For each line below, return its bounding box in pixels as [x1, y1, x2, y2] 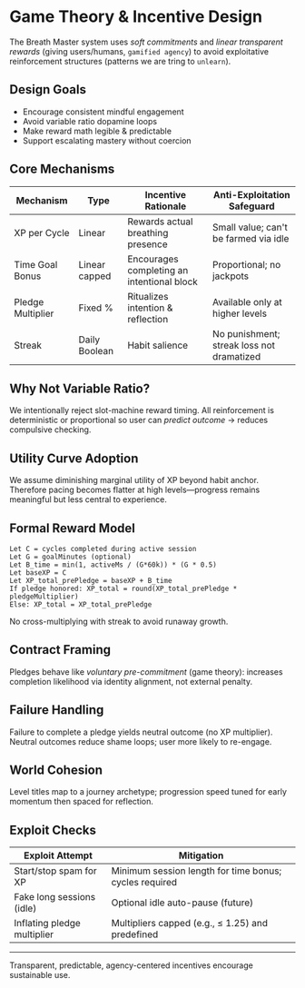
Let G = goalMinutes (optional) [9, 552, 132, 561]
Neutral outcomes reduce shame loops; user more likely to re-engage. [9, 736, 272, 746]
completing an [126, 263, 189, 276]
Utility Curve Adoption [9, 450, 139, 466]
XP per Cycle [14, 226, 70, 239]
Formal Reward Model [9, 520, 136, 536]
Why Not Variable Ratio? [9, 380, 151, 396]
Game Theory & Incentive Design [9, 6, 263, 27]
